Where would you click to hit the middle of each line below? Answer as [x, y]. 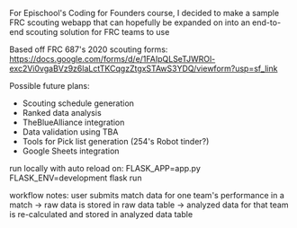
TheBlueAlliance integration [73, 122]
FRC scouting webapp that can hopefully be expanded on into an [130, 22]
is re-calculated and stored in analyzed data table [101, 214]
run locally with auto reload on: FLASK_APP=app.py [105, 168]
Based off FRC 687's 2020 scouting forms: [89, 49]
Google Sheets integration [71, 151]
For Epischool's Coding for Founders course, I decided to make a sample [144, 13]
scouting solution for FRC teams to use [98, 32]
